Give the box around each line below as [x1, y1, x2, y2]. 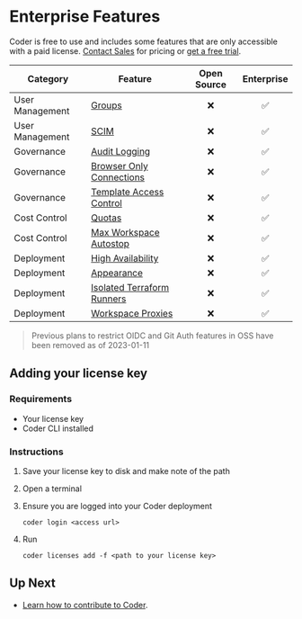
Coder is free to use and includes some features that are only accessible [9, 36, 279, 47]
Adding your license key [9, 366, 148, 381]
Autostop [91, 237, 130, 249]
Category [27, 72, 69, 85]
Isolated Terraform [91, 281, 170, 293]
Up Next [9, 576, 56, 591]
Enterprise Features [9, 6, 161, 27]
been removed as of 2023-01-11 [31, 339, 150, 350]
